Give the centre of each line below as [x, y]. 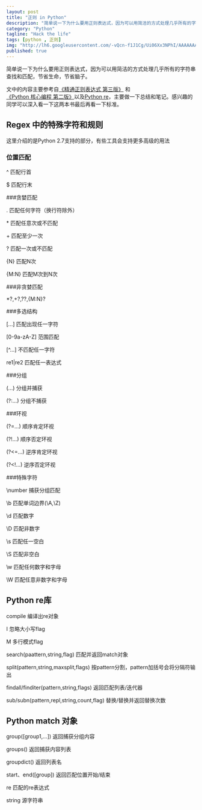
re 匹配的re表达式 [28, 788]
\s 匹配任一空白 [25, 541]
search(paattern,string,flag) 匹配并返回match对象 [67, 654]
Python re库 [29, 600]
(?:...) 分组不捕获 [26, 400]
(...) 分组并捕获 [25, 388]
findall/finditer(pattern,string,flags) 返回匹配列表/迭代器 [75, 687]
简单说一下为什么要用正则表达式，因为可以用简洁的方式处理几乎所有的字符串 [101, 69]
